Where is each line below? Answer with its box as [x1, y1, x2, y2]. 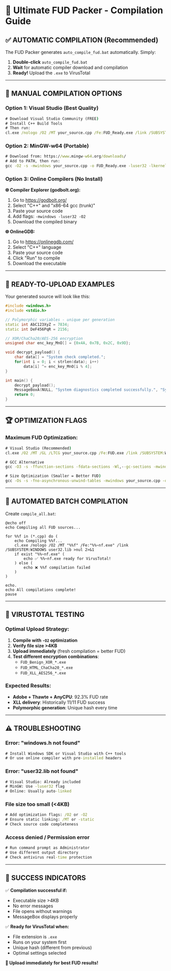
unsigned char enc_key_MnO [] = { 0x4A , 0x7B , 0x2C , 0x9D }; [5, 340, 131, 346]
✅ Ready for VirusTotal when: [5, 923, 70, 929]
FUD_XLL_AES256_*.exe [20, 670, 66, 676]
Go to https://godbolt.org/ [12, 197, 67, 203]
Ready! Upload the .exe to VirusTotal [12, 70, 91, 76]
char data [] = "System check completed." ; [14, 355, 106, 360]
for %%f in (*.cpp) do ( [5, 534, 58, 539]
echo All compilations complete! [5, 587, 76, 592]
